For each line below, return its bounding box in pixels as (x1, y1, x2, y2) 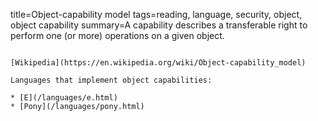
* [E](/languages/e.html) (10, 93, 118, 103)
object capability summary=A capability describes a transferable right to (10, 19, 308, 31)
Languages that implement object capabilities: (10, 75, 213, 85)
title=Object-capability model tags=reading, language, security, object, (10, 9, 303, 20)
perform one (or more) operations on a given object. (10, 30, 225, 41)
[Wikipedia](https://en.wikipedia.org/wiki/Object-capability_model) (10, 58, 307, 68)
